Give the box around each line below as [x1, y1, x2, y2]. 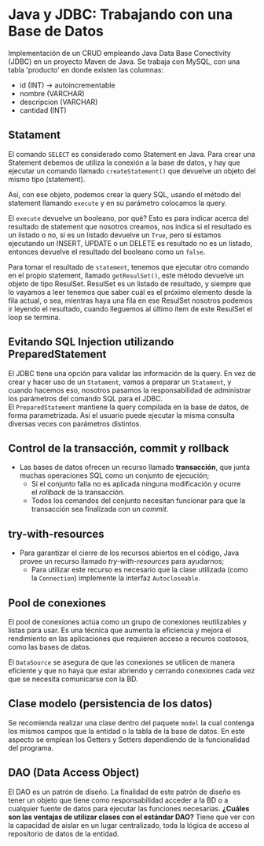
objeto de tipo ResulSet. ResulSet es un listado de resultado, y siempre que [8, 278, 251, 289]
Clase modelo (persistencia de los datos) [8, 697, 213, 710]
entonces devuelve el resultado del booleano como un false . [8, 247, 206, 256]
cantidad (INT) [19, 105, 67, 115]
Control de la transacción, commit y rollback [8, 442, 229, 455]
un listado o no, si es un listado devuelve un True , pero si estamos [8, 230, 222, 240]
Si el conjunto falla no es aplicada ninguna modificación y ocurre [31, 479, 241, 489]
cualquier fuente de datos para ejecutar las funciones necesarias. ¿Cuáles [8, 803, 250, 813]
